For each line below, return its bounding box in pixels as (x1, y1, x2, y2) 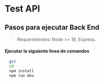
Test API (4, 3, 40, 15)
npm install (9, 68, 34, 73)
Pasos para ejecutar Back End (4, 23, 99, 32)
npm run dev (9, 73, 34, 78)
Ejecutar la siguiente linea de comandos (4, 48, 89, 54)
